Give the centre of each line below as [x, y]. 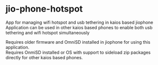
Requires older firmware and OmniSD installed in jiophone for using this [78, 42]
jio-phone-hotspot [44, 9]
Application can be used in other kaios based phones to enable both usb [79, 27]
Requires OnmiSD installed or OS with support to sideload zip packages [78, 52]
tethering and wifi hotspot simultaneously [48, 32]
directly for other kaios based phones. [44, 57]
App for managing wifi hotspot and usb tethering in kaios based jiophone [79, 22]
